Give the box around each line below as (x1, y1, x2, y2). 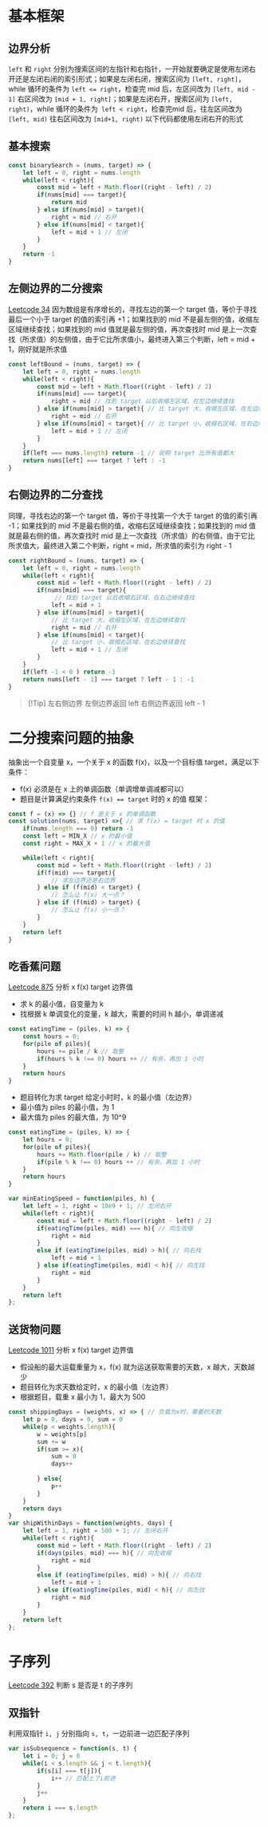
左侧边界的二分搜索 (8, 282, 103, 295)
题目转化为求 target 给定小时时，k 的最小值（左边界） (19, 1092, 197, 1102)
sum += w (37, 1438, 66, 1446)
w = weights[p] (37, 1430, 88, 1438)
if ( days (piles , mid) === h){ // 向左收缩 (37, 1549, 171, 1557)
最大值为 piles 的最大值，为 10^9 (19, 1112, 127, 1122)
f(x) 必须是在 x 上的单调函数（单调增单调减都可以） (19, 783, 189, 794)
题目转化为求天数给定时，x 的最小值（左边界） (19, 1382, 173, 1392)
